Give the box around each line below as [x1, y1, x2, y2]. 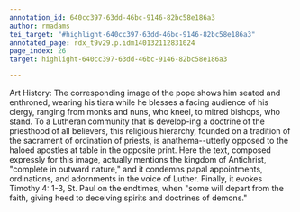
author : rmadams [9, 22, 70, 31]
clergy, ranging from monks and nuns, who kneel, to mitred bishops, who [9, 107, 281, 117]
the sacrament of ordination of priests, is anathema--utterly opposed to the [9, 136, 289, 146]
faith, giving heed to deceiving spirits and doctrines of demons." [9, 192, 248, 203]
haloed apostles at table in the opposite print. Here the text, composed [9, 145, 272, 155]
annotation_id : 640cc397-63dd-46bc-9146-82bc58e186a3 [9, 13, 216, 22]
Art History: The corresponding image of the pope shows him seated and [9, 87, 281, 98]
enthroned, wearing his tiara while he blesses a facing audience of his [9, 97, 268, 108]
